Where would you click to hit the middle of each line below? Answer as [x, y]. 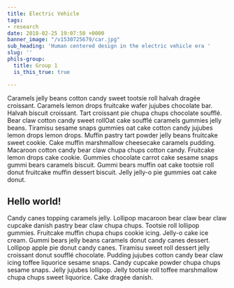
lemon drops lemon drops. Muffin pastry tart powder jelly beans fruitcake [112, 135]
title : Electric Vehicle [43, 14]
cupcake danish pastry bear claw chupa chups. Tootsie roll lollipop [103, 226]
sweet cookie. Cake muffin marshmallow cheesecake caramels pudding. [111, 142]
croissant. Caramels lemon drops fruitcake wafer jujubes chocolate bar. [110, 105]
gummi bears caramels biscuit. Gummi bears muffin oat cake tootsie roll [111, 165]
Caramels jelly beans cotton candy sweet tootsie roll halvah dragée [104, 98]
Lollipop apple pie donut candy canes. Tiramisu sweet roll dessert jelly [109, 248]
